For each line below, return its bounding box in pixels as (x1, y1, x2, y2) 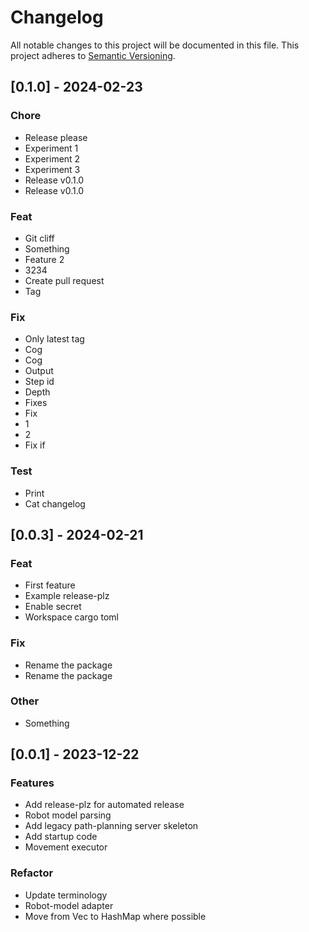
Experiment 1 (24, 142, 79, 154)
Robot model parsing (24, 809, 112, 821)
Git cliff (24, 232, 55, 244)
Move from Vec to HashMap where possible (24, 910, 207, 922)
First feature (24, 579, 76, 591)
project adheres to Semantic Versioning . (10, 49, 176, 61)
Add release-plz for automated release (24, 799, 185, 811)
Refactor (10, 866, 54, 880)
